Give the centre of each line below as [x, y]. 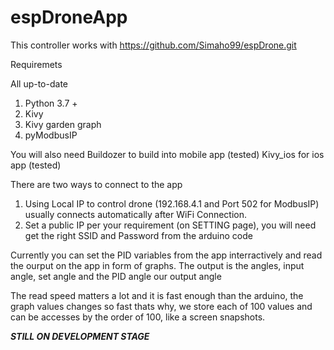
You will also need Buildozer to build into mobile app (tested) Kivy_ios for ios [167, 154]
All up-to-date [39, 83]
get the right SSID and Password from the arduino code [138, 235]
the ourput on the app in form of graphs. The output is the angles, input [157, 265]
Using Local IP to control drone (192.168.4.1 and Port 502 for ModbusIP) [172, 203]
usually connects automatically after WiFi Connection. [136, 214]
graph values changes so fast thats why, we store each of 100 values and [161, 306]
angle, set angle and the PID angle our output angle [116, 276]
